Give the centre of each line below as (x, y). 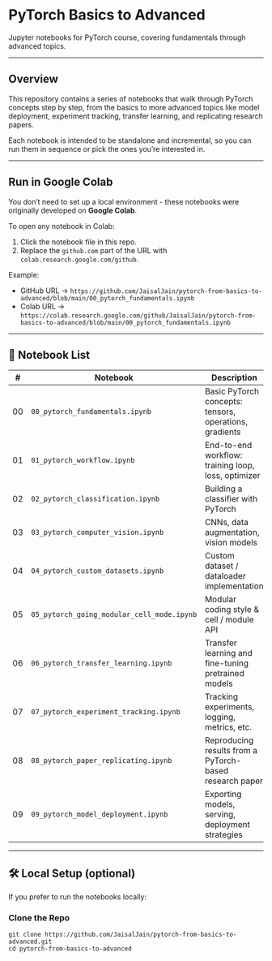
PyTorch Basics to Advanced (107, 15)
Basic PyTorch (232, 391)
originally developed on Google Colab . (73, 210)
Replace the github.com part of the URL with (93, 250)
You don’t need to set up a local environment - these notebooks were (124, 201)
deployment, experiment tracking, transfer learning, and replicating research (136, 116)
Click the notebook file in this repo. (79, 242)
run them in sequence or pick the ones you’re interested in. (107, 149)
